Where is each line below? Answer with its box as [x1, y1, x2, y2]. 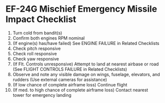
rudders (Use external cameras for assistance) [12, 77, 108, 82]
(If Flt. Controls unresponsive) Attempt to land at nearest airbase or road [12, 61, 159, 67]
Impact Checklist [5, 14, 77, 25]
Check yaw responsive [12, 56, 59, 62]
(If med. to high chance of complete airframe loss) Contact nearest [12, 87, 148, 93]
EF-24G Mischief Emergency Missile [5, 3, 158, 15]
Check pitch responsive [12, 45, 61, 51]
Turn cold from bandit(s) [12, 30, 62, 36]
